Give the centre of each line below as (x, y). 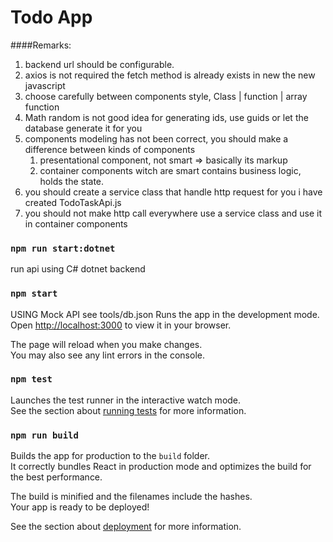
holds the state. (72, 181)
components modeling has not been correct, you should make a (156, 138)
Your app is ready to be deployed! (80, 507)
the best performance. (56, 477)
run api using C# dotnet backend (78, 269)
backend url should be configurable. (99, 64)
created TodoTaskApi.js (73, 202)
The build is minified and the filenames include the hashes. (131, 497)
